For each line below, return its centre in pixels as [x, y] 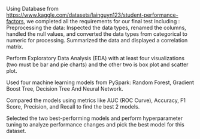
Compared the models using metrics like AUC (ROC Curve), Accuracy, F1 [96, 100]
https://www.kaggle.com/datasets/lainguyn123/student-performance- [92, 15]
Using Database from [32, 9]
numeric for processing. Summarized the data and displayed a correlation [97, 40]
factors [15, 21]
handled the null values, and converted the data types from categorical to [97, 34]
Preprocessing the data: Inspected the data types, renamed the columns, [96, 27]
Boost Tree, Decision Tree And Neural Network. [65, 89]
